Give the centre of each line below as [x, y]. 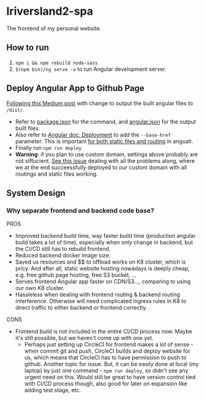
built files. [28, 128]
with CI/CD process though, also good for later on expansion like [106, 384]
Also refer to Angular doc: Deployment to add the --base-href [93, 135]
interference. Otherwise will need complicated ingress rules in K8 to [101, 301]
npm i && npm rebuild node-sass [56, 63]
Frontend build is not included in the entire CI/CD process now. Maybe [104, 331]
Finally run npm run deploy [48, 147]
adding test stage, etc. [53, 390]
